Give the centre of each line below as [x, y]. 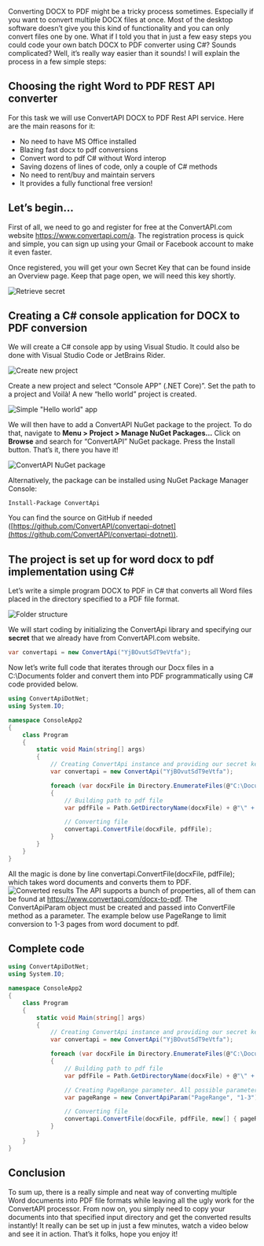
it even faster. [30, 252]
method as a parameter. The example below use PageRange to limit [117, 915]
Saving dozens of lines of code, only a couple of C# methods [118, 166]
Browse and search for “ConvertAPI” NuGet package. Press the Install [122, 441]
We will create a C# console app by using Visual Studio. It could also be [124, 347]
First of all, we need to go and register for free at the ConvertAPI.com [120, 227]
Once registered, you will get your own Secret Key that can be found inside [130, 267]
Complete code [46, 949]
